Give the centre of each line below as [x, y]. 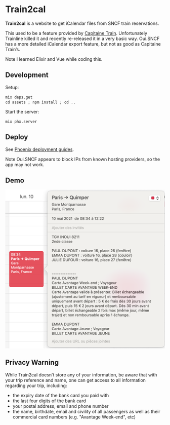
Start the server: [22, 111]
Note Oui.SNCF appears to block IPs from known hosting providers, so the [83, 159]
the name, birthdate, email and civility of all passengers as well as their [86, 411]
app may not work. [25, 164]
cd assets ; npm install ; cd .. [40, 102]
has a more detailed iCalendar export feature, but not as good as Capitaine [83, 44]
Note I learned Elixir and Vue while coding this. [54, 59]
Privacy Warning [32, 362]
